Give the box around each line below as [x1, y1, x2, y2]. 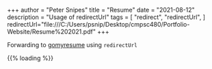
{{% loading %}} [7, 54, 53, 62]
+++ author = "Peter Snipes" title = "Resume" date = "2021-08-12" [7, 6, 195, 14]
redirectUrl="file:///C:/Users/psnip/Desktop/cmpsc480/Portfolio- [7, 20, 190, 28]
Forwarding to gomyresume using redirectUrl [7, 41, 138, 49]
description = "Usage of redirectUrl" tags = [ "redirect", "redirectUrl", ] [7, 13, 206, 21]
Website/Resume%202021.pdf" [7, 27, 96, 36]
